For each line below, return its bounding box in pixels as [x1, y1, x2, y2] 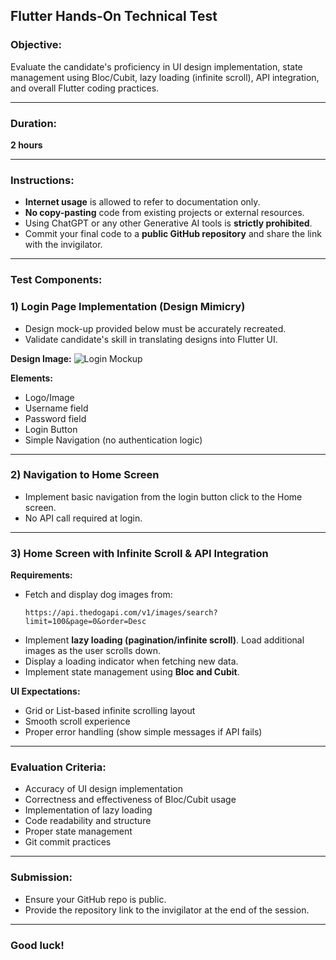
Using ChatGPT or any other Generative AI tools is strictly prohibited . [24, 217, 313, 229]
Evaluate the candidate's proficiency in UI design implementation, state [10, 60, 303, 73]
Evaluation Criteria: [10, 760, 107, 774]
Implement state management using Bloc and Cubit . [24, 666, 240, 678]
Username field [24, 402, 89, 414]
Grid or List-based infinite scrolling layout [24, 705, 196, 717]
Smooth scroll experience [24, 715, 131, 728]
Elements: [10, 372, 54, 384]
